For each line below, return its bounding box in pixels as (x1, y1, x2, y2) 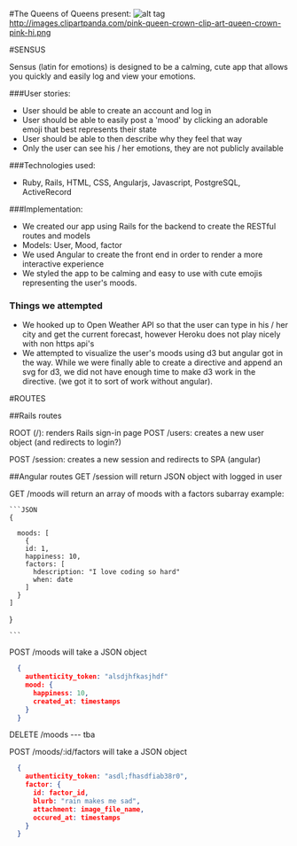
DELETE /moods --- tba (9, 729, 96, 740)
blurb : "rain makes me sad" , (32, 796, 141, 805)
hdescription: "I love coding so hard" (32, 568, 180, 577)
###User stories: (9, 89, 71, 98)
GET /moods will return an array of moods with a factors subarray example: (9, 488, 285, 500)
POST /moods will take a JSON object (9, 647, 148, 657)
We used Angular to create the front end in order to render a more (21, 249, 263, 260)
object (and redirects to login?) (9, 437, 121, 447)
